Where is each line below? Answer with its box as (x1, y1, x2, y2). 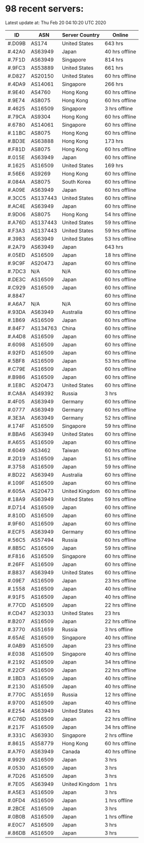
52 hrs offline (104, 414, 137, 421)
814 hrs (104, 56, 124, 63)
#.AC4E (7, 202, 26, 209)
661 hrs (104, 64, 124, 71)
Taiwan (62, 447, 79, 454)
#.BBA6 (7, 430, 26, 437)
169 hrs (104, 162, 124, 169)
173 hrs (104, 137, 124, 144)
